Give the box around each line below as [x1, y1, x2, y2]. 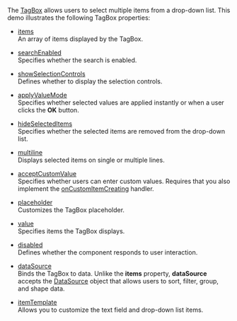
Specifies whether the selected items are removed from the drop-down [17, 127, 225, 135]
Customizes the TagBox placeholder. [17, 206, 125, 214]
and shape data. [17, 284, 65, 293]
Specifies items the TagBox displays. [17, 227, 125, 235]
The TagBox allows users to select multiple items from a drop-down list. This [7, 6, 231, 14]
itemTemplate [17, 298, 57, 306]
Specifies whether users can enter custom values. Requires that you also [17, 177, 231, 185]
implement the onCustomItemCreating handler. [17, 185, 154, 193]
